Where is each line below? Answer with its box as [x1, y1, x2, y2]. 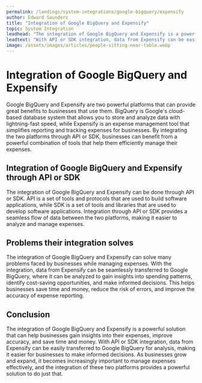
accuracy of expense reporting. [6, 292, 84, 299]
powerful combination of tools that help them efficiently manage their [6, 139, 178, 146]
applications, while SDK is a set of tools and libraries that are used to [6, 201, 176, 208]
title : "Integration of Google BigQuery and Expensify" [6, 20, 149, 26]
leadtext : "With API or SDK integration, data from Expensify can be [6, 37, 185, 43]
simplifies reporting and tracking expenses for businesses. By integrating [6, 126, 188, 133]
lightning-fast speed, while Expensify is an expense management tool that [6, 120, 190, 127]
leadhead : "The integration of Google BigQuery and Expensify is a [6, 31, 179, 37]
